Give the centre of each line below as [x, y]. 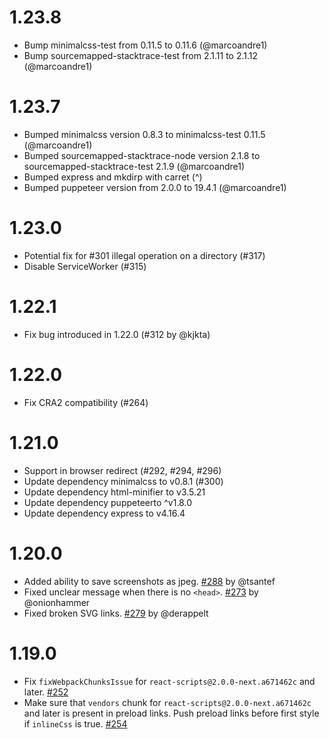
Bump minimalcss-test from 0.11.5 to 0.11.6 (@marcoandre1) [145, 45]
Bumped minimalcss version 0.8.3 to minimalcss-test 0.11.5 [144, 134]
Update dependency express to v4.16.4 [104, 513]
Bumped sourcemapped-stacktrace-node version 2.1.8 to [142, 155]
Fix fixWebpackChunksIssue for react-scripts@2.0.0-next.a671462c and [169, 681]
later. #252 [46, 692]
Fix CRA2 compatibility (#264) [86, 402]
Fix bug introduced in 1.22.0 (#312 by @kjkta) [117, 334]
